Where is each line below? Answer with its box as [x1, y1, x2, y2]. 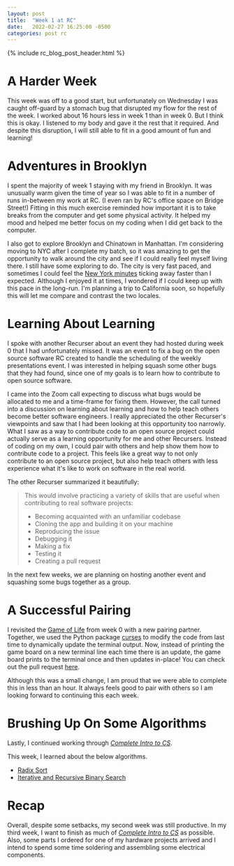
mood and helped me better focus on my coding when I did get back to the [7, 218, 223, 227]
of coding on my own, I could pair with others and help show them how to [7, 442, 219, 450]
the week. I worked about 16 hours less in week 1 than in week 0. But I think [7, 111, 224, 120]
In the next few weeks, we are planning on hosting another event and [7, 571, 206, 579]
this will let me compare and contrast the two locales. [7, 292, 161, 300]
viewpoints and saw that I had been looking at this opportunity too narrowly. [7, 420, 226, 428]
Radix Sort [17, 765, 47, 774]
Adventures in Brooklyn [7, 158, 147, 174]
